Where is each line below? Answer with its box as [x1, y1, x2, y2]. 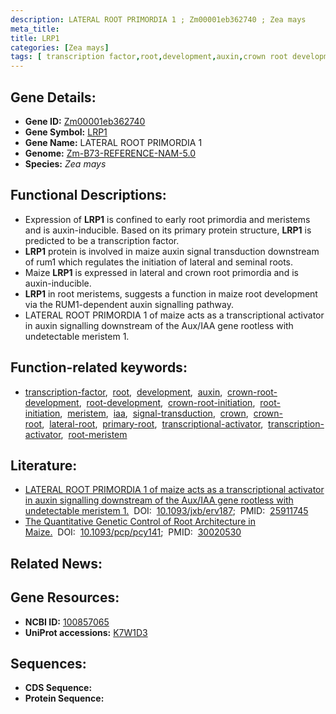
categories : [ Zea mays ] [10, 42, 110, 53]
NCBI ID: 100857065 [24, 616, 110, 628]
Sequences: [10, 655, 87, 672]
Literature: [10, 457, 78, 474]
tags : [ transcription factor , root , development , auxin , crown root [10, 52, 288, 62]
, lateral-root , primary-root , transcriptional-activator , [41, 417, 264, 430]
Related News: [10, 555, 103, 572]
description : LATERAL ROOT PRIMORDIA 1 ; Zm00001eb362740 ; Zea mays [10, 14, 307, 25]
